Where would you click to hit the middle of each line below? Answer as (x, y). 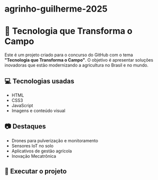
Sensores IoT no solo (32, 146)
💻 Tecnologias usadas (39, 81)
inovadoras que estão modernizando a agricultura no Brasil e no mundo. (76, 65)
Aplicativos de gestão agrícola (42, 151)
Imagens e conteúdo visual (38, 111)
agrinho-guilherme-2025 (56, 9)
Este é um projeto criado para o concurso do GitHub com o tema (69, 55)
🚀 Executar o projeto (36, 172)
